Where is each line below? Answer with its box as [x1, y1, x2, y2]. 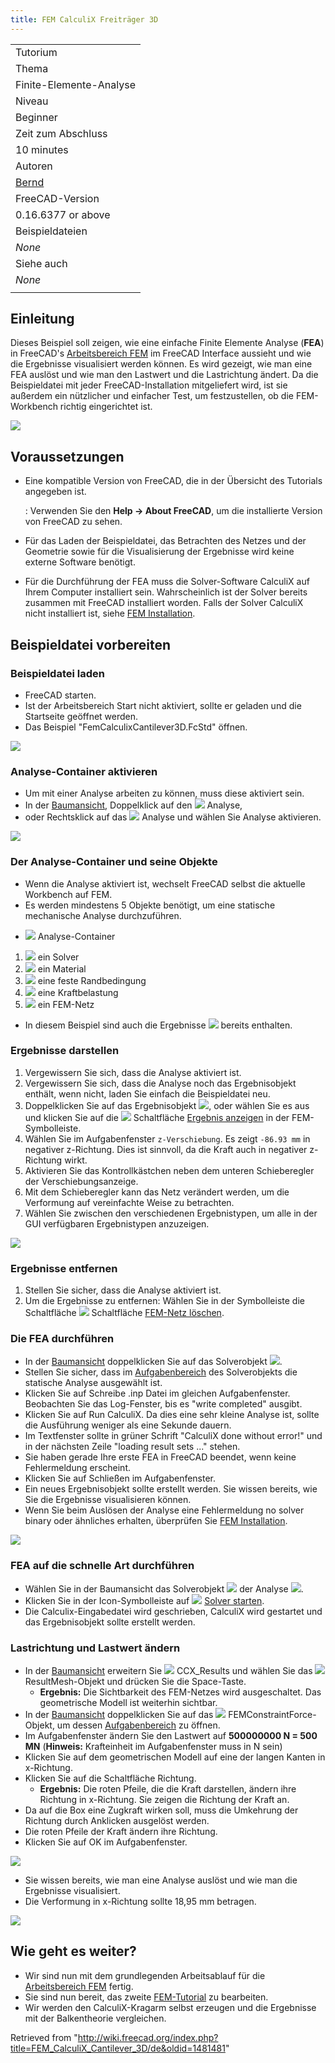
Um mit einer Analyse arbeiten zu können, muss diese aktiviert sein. [24, 787, 305, 800]
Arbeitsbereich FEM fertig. [24, 1980, 134, 1992]
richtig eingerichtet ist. [59, 401, 153, 413]
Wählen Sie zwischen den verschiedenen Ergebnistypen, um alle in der [24, 1207, 318, 1219]
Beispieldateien [15, 224, 88, 238]
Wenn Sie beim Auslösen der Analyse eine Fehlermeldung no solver [24, 1504, 305, 1516]
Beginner [15, 110, 58, 124]
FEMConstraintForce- [228, 1709, 317, 1721]
